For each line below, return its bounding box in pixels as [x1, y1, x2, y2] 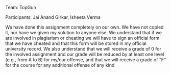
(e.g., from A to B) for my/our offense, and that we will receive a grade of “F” [5, 57, 166, 63]
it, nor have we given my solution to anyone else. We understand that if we [5, 30, 162, 35]
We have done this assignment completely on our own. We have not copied [5, 24, 164, 30]
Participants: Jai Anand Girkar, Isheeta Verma [5, 14, 101, 20]
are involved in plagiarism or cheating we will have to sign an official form [5, 35, 160, 41]
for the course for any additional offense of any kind [5, 62, 115, 68]
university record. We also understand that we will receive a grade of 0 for [5, 46, 162, 52]
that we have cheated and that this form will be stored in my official [5, 40, 146, 46]
